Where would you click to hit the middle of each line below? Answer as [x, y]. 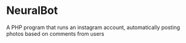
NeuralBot [32, 11]
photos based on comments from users [55, 33]
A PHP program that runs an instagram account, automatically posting [93, 27]
